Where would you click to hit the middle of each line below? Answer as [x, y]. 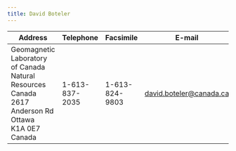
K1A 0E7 [26, 129]
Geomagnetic [33, 49]
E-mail [187, 37]
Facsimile [122, 37]
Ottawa [23, 119]
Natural [23, 76]
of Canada [28, 67]
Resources [28, 84]
